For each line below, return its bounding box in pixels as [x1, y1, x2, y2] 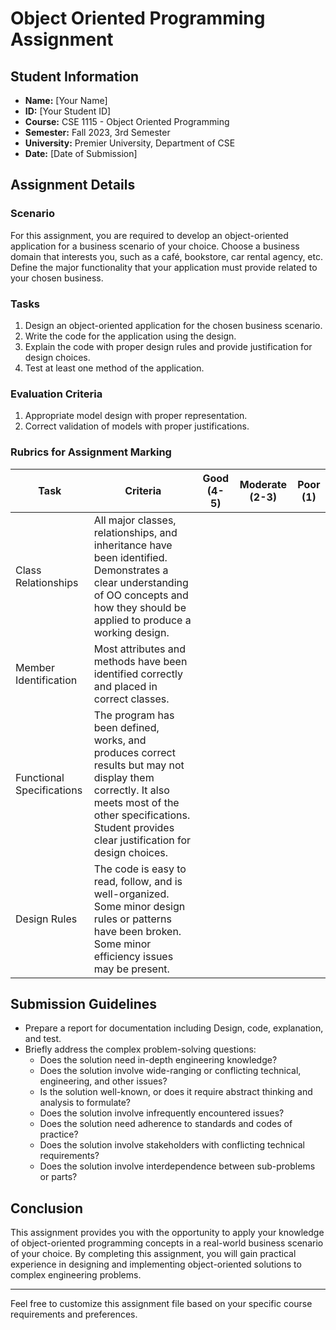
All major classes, [93, 513, 177, 527]
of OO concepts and [93, 588, 189, 602]
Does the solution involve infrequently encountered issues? [39, 1107, 285, 1119]
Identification [15, 673, 78, 687]
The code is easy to [93, 862, 187, 876]
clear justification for [93, 833, 192, 847]
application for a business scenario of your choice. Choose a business [10, 240, 300, 252]
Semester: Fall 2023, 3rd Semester [24, 127, 171, 138]
